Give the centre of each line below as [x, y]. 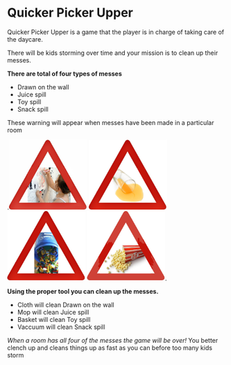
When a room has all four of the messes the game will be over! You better [113, 341]
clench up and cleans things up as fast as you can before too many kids [110, 348]
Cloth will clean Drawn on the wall [66, 305]
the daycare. [25, 39]
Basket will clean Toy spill [54, 320]
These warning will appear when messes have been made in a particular [111, 122]
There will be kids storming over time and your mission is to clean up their [113, 53]
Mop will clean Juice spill [53, 312]
